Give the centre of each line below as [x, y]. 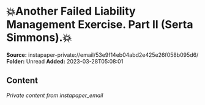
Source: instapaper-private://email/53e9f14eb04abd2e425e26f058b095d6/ [102, 55]
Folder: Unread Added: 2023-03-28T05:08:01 [65, 61]
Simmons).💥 [39, 38]
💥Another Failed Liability [71, 11]
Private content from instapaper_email [55, 95]
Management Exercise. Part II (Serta [100, 25]
